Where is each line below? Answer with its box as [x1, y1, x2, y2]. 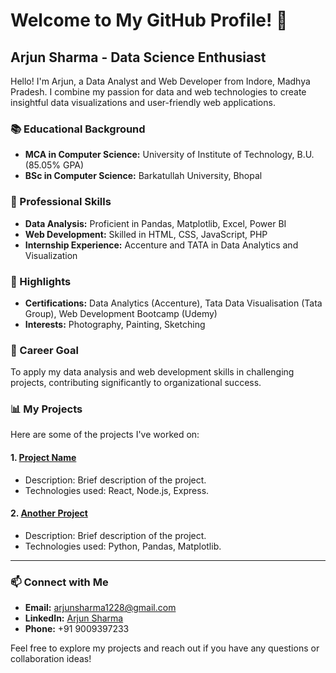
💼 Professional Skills [10, 195, 112, 209]
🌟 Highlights [10, 274, 72, 288]
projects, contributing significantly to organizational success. [10, 377, 262, 389]
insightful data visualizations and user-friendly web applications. [10, 97, 276, 108]
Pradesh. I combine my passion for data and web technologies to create [10, 86, 307, 98]
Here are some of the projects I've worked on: [10, 429, 200, 441]
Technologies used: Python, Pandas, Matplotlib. [24, 540, 222, 552]
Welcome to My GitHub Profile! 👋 [10, 9, 288, 32]
